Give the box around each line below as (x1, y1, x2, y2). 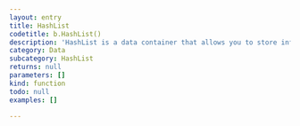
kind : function (9, 79, 66, 88)
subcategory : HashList (9, 54, 94, 63)
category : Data (9, 46, 66, 55)
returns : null (9, 63, 62, 72)
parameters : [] (9, 71, 66, 80)
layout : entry (9, 12, 62, 22)
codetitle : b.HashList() (9, 29, 102, 38)
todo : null (9, 87, 50, 96)
